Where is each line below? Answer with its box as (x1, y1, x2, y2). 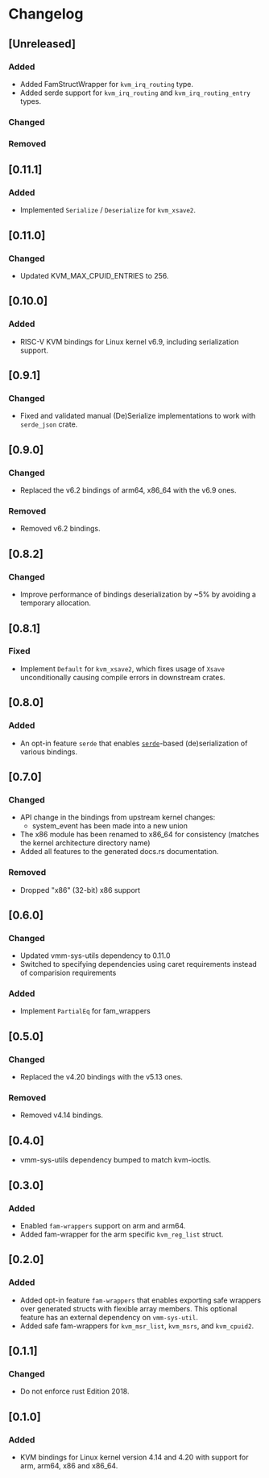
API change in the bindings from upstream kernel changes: (19, 812, 216, 822)
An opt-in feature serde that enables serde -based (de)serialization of (19, 738, 248, 748)
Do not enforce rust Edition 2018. (19, 1386, 130, 1397)
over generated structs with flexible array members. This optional (19, 1303, 238, 1313)
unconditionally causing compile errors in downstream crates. (19, 672, 226, 682)
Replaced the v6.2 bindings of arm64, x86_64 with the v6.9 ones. (19, 485, 237, 495)
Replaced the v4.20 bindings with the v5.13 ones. (19, 1072, 184, 1082)
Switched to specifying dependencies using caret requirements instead (19, 960, 258, 969)
